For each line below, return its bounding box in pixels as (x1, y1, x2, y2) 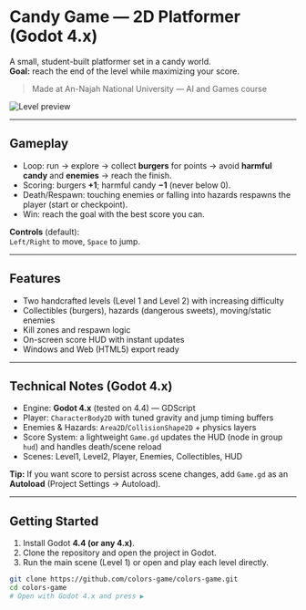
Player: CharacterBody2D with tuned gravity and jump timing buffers (22, 412, 274, 423)
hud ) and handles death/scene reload (22, 441, 162, 452)
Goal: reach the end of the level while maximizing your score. (9, 66, 240, 77)
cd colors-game (9, 584, 67, 593)
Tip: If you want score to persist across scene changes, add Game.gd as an (9, 469, 289, 480)
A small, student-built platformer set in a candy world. (9, 56, 211, 67)
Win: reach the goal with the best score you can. (22, 208, 205, 220)
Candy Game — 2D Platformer (9, 6, 241, 27)
